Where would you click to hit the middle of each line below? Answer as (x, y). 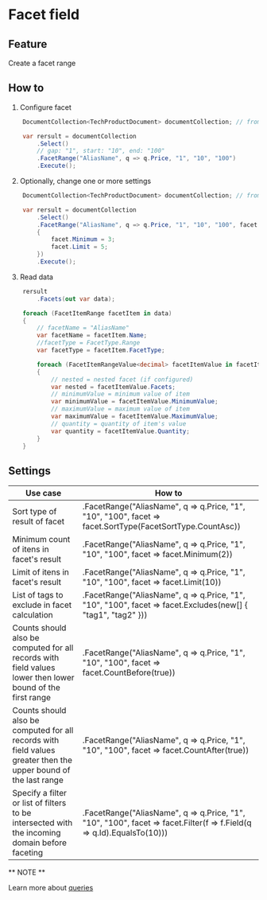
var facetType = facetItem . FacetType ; (101, 351)
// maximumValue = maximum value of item (120, 409)
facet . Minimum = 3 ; (83, 240)
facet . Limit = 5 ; (79, 247)
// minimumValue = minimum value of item (120, 394)
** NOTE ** (27, 872)
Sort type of (35, 512)
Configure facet (45, 107)
